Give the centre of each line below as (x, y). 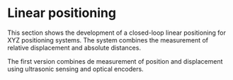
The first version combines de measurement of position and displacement (115, 61)
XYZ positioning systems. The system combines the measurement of (108, 40)
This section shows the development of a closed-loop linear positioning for (117, 33)
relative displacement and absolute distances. (74, 47)
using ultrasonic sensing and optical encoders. (75, 69)
